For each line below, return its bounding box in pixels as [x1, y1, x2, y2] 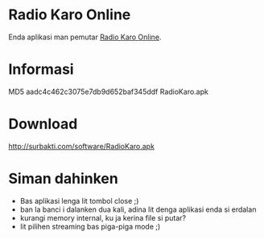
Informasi [8, 60, 74, 79]
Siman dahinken [8, 170, 118, 188]
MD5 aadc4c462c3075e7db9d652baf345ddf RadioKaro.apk [8, 87, 209, 96]
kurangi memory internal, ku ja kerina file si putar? [19, 213, 187, 222]
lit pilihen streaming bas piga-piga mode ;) [19, 221, 161, 231]
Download [8, 115, 78, 133]
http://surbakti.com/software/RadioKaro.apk [8, 141, 155, 151]
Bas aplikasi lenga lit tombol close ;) [19, 196, 139, 205]
